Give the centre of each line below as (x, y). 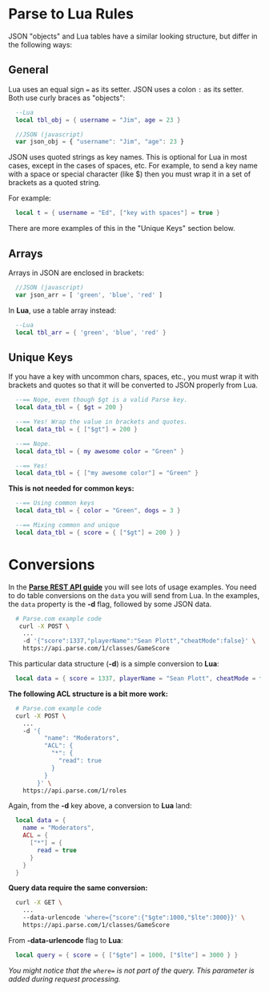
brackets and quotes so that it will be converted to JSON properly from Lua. (133, 385)
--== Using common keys (55, 503)
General (29, 70)
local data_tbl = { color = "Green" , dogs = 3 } (98, 511)
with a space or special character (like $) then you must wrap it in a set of (130, 174)
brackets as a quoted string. (55, 183)
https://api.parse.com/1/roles (75, 791)
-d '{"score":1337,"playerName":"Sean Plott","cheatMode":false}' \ (139, 641)
